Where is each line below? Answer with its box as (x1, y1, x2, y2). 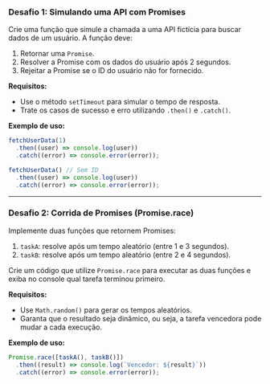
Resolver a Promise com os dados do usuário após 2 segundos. (19, 57, 231, 67)
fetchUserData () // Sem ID (8, 165, 99, 174)
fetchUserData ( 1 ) (8, 137, 67, 145)
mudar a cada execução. (19, 322, 103, 332)
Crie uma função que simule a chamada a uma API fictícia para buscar (8, 25, 242, 35)
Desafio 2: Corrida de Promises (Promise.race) (8, 207, 194, 219)
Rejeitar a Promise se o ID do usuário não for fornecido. (19, 66, 204, 76)
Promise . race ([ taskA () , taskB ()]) (8, 353, 125, 362)
